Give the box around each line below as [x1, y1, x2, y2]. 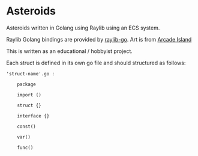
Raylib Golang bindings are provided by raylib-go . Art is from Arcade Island [6, 36, 192, 43]
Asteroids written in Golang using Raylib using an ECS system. [6, 24, 160, 31]
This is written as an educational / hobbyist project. [6, 47, 133, 55]
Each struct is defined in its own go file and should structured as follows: [6, 59, 186, 66]
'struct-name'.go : [6, 70, 55, 76]
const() [17, 123, 36, 129]
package [17, 81, 36, 87]
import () [17, 92, 42, 98]
